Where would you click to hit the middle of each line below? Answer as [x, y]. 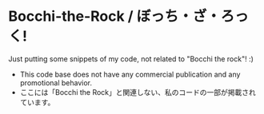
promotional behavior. [56, 83]
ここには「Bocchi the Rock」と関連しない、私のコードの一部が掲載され [138, 92]
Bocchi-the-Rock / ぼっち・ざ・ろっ [129, 16]
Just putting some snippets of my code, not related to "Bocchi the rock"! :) [131, 59]
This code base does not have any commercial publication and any [130, 74]
